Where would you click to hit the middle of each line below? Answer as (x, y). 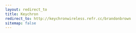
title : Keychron (22, 14)
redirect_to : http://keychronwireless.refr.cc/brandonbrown (68, 18)
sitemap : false (21, 23)
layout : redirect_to (26, 9)
